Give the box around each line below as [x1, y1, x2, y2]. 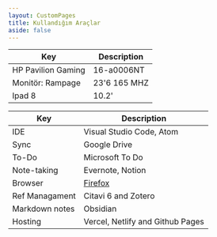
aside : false [8, 26, 51, 34]
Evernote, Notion [83, 165, 147, 176]
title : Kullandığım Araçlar [8, 19, 101, 27]
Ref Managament [12, 190, 77, 201]
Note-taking [12, 165, 59, 176]
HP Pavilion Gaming [12, 65, 86, 76]
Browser [12, 178, 44, 189]
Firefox [83, 178, 110, 189]
